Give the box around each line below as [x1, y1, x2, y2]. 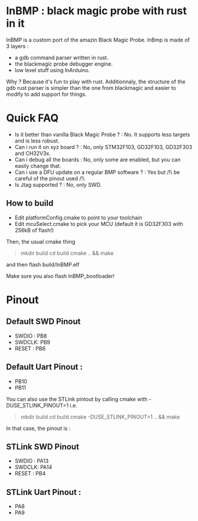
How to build [6, 198, 54, 208]
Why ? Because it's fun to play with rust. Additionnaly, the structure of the [6, 78, 186, 85]
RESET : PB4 [14, 470, 46, 477]
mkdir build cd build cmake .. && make [20, 250, 114, 257]
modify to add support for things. [6, 90, 87, 98]
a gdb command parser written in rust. [14, 54, 109, 61]
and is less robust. [14, 137, 60, 144]
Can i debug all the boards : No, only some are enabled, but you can [14, 156, 181, 163]
